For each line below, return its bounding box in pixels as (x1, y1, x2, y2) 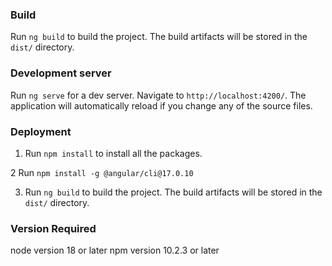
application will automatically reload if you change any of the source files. (10, 99, 313, 112)
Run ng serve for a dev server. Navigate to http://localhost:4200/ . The (10, 89, 307, 101)
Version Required (10, 221, 97, 235)
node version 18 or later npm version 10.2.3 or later (10, 244, 220, 257)
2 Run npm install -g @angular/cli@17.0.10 (10, 166, 194, 178)
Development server (10, 66, 112, 80)
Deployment (10, 124, 72, 138)
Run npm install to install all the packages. (24, 147, 203, 159)
